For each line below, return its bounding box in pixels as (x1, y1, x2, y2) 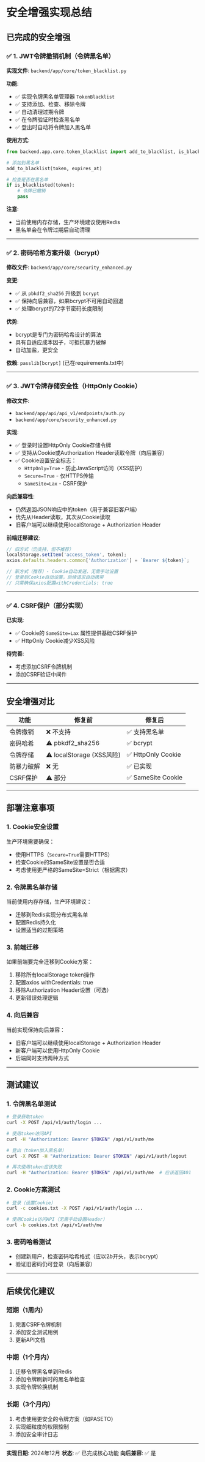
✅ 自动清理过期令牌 (15, 108, 65, 115)
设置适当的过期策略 (15, 926, 64, 934)
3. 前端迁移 (6, 943, 39, 951)
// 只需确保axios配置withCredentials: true (6, 580, 113, 586)
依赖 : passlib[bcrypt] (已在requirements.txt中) (6, 359, 124, 367)
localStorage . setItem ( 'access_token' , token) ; (6, 552, 127, 558)
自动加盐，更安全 (15, 347, 59, 354)
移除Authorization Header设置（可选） (15, 986, 112, 994)
